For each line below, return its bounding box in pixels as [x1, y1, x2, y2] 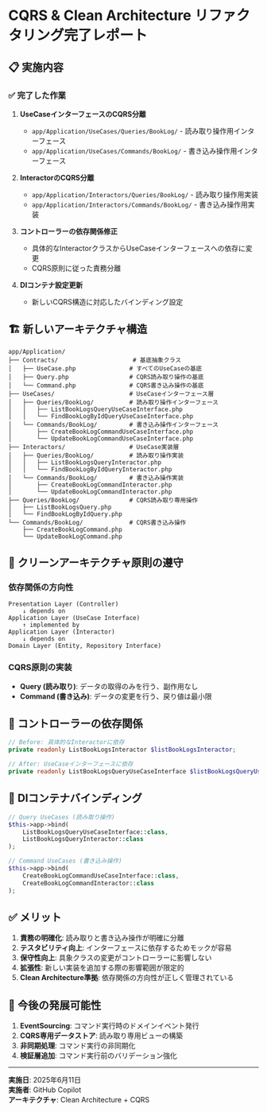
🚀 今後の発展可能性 [8, 998, 102, 1012]
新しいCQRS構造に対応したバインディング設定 [31, 296, 184, 306]
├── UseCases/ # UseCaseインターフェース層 [8, 389, 215, 397]
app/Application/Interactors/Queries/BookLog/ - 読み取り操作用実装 [31, 189, 258, 199]
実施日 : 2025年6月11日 [8, 1075, 82, 1085]
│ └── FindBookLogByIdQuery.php [8, 510, 123, 518]
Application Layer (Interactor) [8, 628, 115, 636]
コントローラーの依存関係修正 [19, 227, 118, 236]
